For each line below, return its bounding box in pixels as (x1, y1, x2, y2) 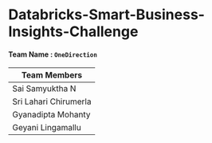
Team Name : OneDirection (8, 50, 98, 59)
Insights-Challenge (8, 22, 139, 41)
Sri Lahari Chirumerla (12, 96, 92, 107)
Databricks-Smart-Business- (8, 6, 206, 24)
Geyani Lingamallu (12, 122, 81, 133)
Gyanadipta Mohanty (12, 109, 91, 121)
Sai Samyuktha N (12, 83, 77, 94)
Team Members (21, 70, 82, 81)
